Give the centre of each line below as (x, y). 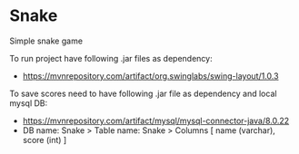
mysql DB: (29, 103)
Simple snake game (46, 41)
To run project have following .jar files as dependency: (111, 58)
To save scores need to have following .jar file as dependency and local (143, 93)
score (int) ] (45, 140)
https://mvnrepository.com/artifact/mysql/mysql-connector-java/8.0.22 (156, 120)
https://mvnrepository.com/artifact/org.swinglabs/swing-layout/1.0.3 (150, 76)
